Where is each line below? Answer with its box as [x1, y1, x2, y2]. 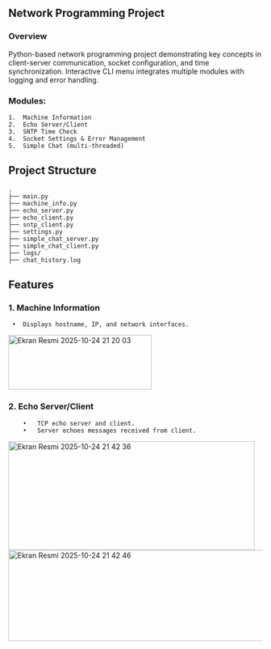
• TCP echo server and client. [23, 419, 135, 427]
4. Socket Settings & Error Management [8, 134, 147, 142]
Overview [8, 31, 48, 42]
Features [8, 278, 54, 292]
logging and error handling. [8, 74, 99, 84]
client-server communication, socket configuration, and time [8, 57, 210, 67]
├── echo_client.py [8, 214, 74, 222]
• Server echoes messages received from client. [23, 426, 197, 435]
